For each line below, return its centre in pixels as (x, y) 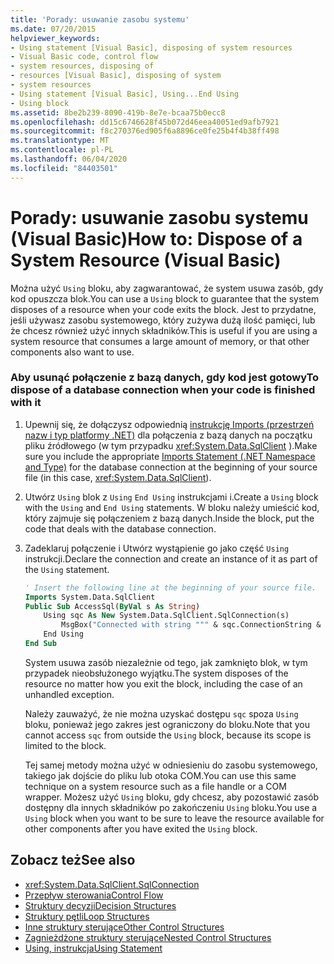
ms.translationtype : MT (60, 141)
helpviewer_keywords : (55, 38)
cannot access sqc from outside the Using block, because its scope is (168, 735)
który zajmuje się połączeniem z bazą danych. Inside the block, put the (169, 518)
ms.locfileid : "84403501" (64, 168)
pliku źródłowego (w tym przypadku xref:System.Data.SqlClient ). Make (171, 445)
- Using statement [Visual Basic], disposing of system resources (151, 47)
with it (26, 403)
